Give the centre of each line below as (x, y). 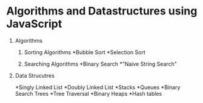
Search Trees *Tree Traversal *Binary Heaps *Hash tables (88, 93)
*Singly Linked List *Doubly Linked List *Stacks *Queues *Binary (98, 87)
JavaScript (34, 24)
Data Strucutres (35, 75)
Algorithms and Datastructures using (102, 11)
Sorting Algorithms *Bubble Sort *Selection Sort (85, 52)
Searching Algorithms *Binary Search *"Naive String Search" (101, 64)
